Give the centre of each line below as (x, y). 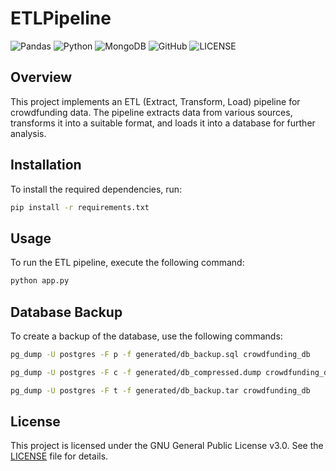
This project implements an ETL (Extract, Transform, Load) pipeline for (155, 101)
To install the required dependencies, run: (96, 189)
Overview (41, 77)
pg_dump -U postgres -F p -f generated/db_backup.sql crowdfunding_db (160, 354)
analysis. (28, 133)
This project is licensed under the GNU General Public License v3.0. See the (167, 446)
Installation (46, 165)
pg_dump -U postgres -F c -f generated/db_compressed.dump (136, 372)
